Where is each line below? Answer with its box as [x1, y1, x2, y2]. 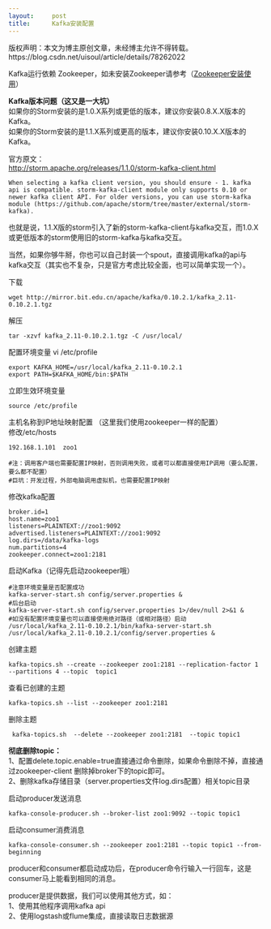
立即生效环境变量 [8, 385, 66, 395]
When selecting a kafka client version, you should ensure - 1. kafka [8, 178, 252, 187]
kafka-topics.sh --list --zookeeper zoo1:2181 [8, 699, 168, 707]
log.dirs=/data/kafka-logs [8, 536, 100, 544]
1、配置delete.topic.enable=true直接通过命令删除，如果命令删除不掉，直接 [8, 755, 256, 765]
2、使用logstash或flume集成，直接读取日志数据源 [8, 910, 174, 921]
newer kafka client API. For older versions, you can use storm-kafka [8, 192, 252, 201]
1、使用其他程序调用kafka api [8, 901, 106, 910]
